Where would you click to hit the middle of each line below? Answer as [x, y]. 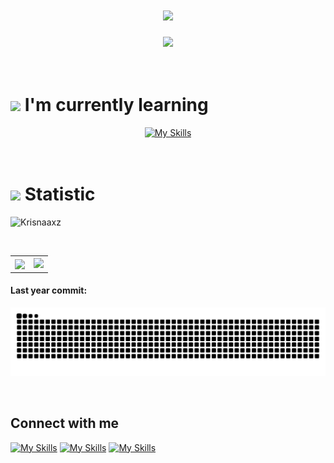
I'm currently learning [116, 105]
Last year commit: [49, 290]
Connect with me [65, 423]
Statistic [60, 194]
